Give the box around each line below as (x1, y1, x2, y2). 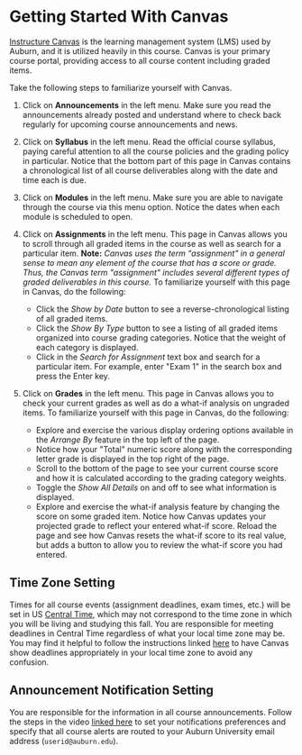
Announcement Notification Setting (9, 683, 215, 698)
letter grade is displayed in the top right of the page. (35, 453, 230, 464)
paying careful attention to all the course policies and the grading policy (22, 146, 289, 157)
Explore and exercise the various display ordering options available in (35, 424, 294, 435)
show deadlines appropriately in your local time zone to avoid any (9, 647, 253, 658)
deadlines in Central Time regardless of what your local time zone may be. (9, 628, 286, 639)
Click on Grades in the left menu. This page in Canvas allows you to (22, 387, 275, 398)
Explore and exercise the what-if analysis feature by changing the (35, 501, 280, 512)
